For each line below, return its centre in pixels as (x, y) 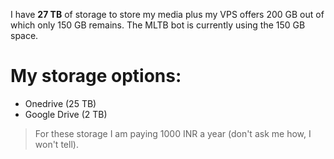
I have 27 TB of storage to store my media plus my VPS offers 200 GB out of (167, 14)
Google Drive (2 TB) (66, 114)
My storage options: (96, 76)
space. (24, 35)
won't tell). (56, 144)
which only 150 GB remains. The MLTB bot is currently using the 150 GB (158, 25)
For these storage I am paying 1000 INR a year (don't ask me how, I (173, 133)
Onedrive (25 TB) (60, 103)
